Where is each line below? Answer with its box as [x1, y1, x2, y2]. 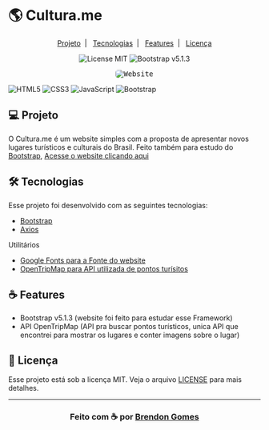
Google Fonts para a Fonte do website [19, 255, 146, 265]
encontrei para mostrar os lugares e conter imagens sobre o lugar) [19, 330, 240, 340]
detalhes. [8, 384, 39, 393]
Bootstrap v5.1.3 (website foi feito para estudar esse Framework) [19, 313, 234, 323]
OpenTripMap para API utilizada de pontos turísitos [19, 263, 188, 273]
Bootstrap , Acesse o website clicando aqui [8, 151, 150, 160]
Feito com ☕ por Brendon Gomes [70, 412, 199, 423]
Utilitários [8, 239, 40, 249]
